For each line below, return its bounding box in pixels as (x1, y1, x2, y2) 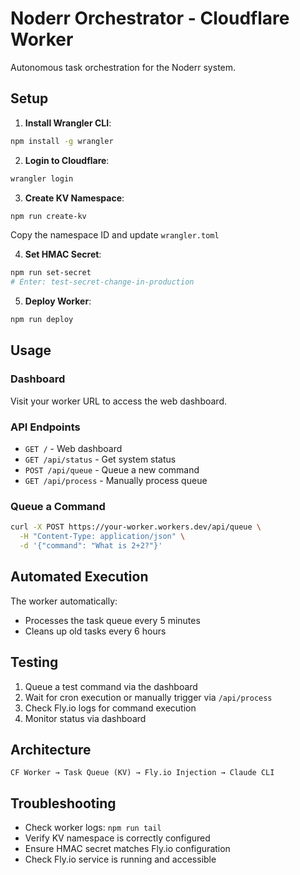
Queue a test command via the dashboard (24, 680, 198, 692)
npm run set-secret (10, 268, 92, 278)
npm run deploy (10, 315, 74, 325)
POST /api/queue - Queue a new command (24, 463, 200, 476)
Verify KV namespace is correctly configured (24, 832, 211, 844)
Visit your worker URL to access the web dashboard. (10, 395, 227, 407)
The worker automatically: (10, 595, 118, 607)
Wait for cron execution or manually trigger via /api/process (24, 691, 273, 703)
